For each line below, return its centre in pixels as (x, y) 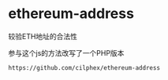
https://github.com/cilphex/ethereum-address (84, 67)
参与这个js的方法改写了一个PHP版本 (66, 53)
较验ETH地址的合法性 (43, 36)
